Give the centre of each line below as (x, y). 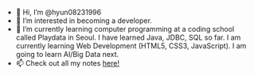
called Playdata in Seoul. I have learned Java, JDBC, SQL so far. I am (128, 37)
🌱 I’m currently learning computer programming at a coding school (125, 29)
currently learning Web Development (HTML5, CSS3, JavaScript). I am (131, 46)
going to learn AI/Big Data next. (67, 54)
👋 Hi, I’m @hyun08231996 (59, 12)
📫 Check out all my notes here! (68, 63)
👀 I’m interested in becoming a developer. (84, 21)
